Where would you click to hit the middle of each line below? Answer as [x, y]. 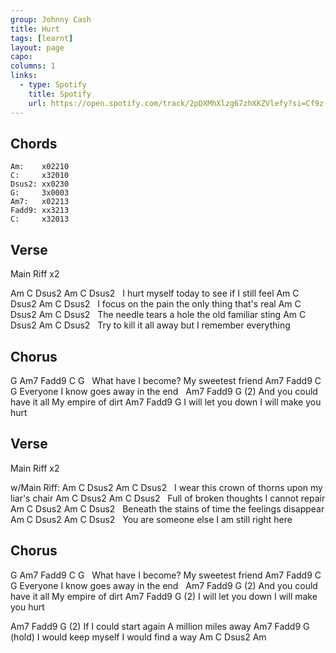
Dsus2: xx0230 [40, 184]
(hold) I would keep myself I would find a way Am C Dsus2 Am [138, 637]
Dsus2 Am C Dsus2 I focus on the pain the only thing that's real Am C [156, 304]
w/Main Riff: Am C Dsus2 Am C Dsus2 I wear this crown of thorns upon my [166, 487]
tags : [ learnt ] [42, 38]
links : [24, 76]
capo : [21, 57]
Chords [34, 143]
